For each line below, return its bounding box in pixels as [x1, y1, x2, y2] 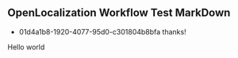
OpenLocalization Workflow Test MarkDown [7, 6, 231, 20]
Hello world [7, 42, 45, 52]
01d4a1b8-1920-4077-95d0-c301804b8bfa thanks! [18, 27, 187, 36]
